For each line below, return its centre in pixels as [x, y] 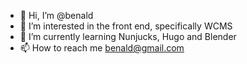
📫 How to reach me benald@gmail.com [102, 48]
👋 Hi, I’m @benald [56, 15]
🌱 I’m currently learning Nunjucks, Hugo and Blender [128, 36]
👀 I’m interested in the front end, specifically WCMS [126, 26]
